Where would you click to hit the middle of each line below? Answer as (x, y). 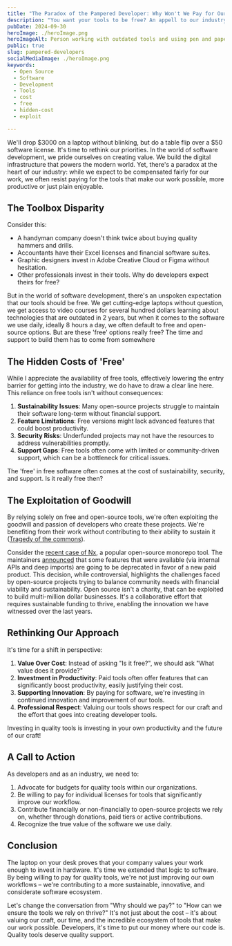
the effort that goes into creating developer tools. (87, 714)
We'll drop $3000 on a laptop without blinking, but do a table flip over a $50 (115, 142)
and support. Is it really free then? (55, 479)
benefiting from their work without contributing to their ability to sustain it (111, 532)
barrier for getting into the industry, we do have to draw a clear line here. (110, 385)
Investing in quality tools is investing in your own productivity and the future (115, 728)
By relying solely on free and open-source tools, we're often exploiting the (113, 517)
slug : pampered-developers (46, 53)
